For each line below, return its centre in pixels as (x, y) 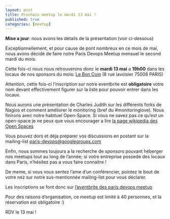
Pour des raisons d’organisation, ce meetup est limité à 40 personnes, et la (83, 197)
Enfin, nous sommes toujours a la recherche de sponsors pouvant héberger (84, 151)
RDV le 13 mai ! (21, 212)
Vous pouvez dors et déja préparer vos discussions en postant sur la (77, 136)
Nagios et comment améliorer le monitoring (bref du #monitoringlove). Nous (85, 110)
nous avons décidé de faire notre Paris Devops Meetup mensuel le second (83, 54)
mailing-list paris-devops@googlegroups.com (53, 141)
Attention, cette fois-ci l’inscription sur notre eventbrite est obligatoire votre (84, 84)
